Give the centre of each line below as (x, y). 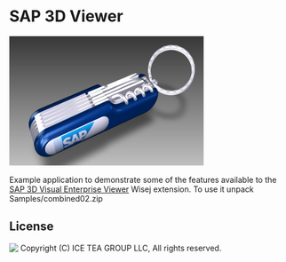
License (32, 227)
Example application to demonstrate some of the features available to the (143, 179)
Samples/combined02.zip (56, 198)
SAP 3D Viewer (66, 16)
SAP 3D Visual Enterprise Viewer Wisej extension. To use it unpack (132, 189)
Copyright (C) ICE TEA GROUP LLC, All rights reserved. (121, 248)
